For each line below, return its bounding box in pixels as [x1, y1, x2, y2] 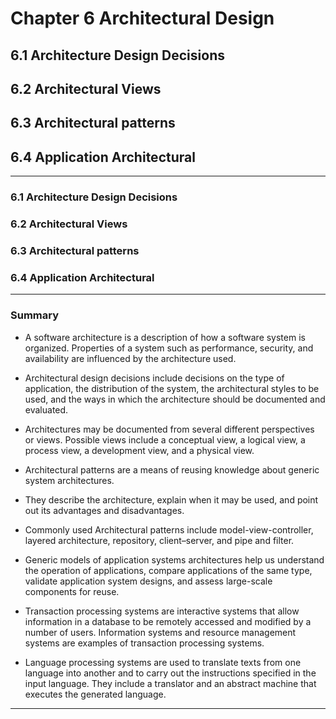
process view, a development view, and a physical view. [24, 444, 255, 456]
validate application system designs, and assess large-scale [24, 575, 273, 587]
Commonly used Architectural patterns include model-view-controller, [24, 523, 314, 536]
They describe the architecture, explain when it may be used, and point [24, 493, 319, 506]
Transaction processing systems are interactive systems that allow [24, 605, 300, 617]
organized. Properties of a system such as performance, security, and [24, 342, 314, 354]
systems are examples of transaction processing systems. [24, 637, 265, 649]
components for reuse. [24, 585, 120, 597]
